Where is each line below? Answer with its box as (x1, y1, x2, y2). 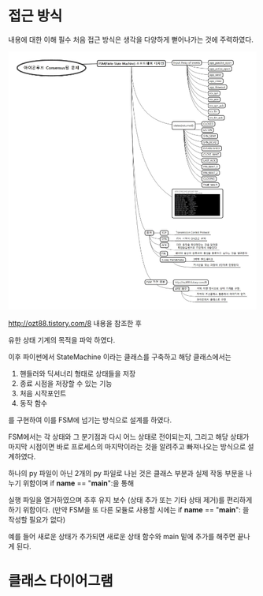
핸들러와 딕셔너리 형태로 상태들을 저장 (19, 369, 136, 378)
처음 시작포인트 (19, 388, 67, 398)
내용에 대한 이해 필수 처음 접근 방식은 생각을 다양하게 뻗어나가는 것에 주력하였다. (8, 35, 254, 44)
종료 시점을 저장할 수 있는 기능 (19, 378, 113, 388)
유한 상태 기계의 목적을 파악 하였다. (8, 335, 116, 344)
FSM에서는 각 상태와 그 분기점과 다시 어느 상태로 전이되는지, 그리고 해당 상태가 (8, 432, 250, 441)
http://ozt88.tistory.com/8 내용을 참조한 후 (8, 318, 142, 328)
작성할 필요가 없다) (8, 515, 66, 524)
